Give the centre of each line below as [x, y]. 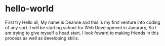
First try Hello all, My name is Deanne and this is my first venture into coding [83, 22]
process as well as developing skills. [42, 38]
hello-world [30, 9]
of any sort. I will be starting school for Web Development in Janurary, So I [81, 27]
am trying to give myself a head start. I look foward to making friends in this [82, 33]
